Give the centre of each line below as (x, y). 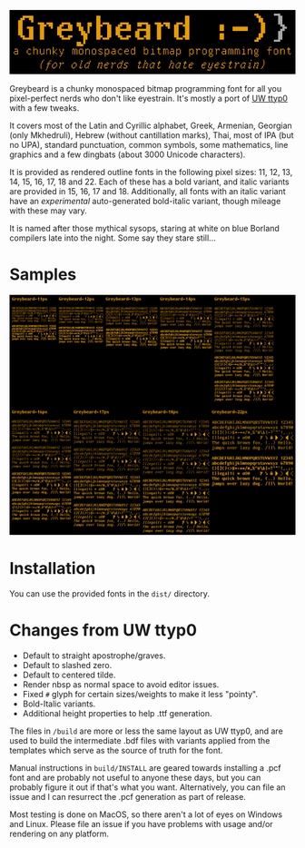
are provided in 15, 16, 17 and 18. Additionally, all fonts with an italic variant (148, 191)
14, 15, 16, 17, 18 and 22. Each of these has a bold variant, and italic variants (150, 182)
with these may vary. (49, 211)
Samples (43, 274)
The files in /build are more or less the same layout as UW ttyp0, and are (146, 731)
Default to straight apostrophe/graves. (94, 656)
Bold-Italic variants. (59, 704)
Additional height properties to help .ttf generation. (117, 713)
